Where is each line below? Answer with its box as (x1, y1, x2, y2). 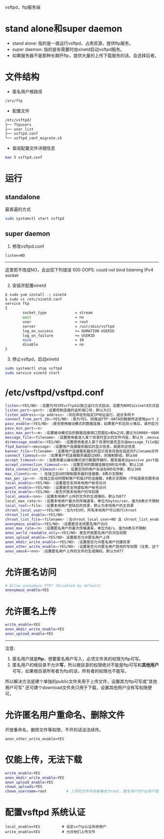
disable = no (22, 342, 84, 347)
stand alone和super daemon (5, 23, 123, 34)
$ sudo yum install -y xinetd (5, 292, 67, 297)
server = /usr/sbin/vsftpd (22, 324, 115, 329)
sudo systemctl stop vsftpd (5, 366, 62, 371)
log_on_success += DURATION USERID (22, 328, 115, 334)
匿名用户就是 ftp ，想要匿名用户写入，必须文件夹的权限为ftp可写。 (12, 656, 143, 661)
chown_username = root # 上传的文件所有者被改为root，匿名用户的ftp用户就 (5, 789, 159, 794)
